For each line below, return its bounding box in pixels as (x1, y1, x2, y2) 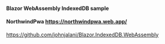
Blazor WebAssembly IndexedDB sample (6, 5, 109, 12)
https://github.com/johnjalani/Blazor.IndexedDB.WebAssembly (6, 31, 159, 38)
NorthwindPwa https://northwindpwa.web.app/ (6, 18, 127, 25)
